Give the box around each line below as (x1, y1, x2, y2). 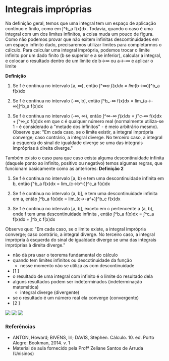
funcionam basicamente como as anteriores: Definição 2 (5, 165, 124, 171)
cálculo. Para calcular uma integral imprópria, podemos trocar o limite (5, 47, 150, 53)
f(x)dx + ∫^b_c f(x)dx (12, 216, 55, 222)
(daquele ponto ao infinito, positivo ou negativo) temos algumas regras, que (5, 160, 163, 166)
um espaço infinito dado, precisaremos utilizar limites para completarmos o (5, 41, 162, 47)
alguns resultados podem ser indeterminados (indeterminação (12, 278, 142, 284)
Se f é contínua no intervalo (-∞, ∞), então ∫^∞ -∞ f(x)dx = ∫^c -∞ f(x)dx (12, 112, 162, 119)
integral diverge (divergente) (20, 289, 80, 295)
